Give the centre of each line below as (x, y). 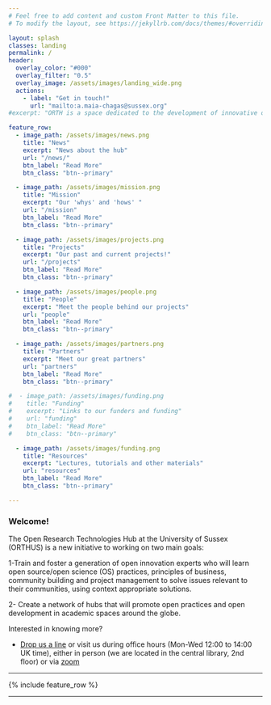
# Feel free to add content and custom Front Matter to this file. (124, 16)
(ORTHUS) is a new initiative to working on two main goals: (106, 547)
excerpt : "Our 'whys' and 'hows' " (83, 203)
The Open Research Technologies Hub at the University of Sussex (118, 539)
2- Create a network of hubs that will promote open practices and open (127, 605)
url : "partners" (50, 366)
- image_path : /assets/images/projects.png (90, 239)
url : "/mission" (50, 210)
